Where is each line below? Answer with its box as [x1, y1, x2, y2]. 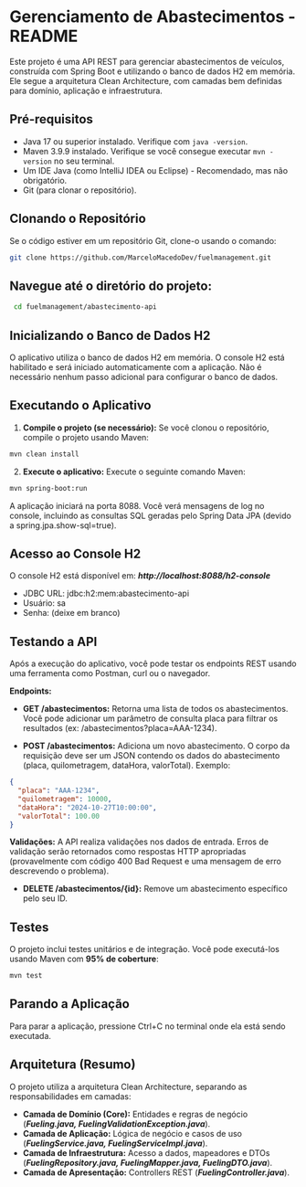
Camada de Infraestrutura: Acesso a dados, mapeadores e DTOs [22, 1147, 270, 1158]
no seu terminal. [53, 155, 115, 166]
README [9, 26, 79, 47]
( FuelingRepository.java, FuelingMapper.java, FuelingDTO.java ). [22, 1157, 273, 1168]
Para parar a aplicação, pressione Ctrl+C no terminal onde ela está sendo [9, 1021, 286, 1032]
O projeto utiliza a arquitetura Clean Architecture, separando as [9, 1081, 248, 1092]
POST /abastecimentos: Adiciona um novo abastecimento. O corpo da [22, 740, 290, 751]
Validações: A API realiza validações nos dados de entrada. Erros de [9, 836, 269, 847]
